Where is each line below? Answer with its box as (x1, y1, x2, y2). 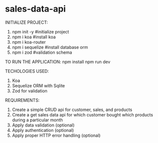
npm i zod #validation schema (12, 49, 72, 55)
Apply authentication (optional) (12, 127, 74, 133)
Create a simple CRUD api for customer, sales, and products (12, 107, 132, 112)
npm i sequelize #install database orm (12, 44, 88, 50)
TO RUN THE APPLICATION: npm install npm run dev (5, 59, 111, 64)
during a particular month (12, 117, 63, 123)
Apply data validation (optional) (12, 122, 75, 128)
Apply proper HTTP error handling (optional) (12, 132, 101, 138)
